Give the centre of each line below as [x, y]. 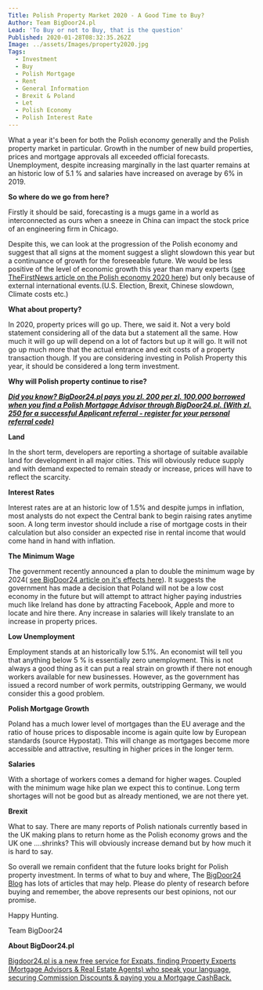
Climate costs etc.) [38, 294]
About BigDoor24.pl [41, 945]
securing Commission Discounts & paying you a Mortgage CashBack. [120, 977]
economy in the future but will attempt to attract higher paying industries [125, 596]
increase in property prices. [53, 621]
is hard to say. [31, 851]
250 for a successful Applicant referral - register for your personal [119, 413]
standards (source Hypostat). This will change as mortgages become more [129, 740]
